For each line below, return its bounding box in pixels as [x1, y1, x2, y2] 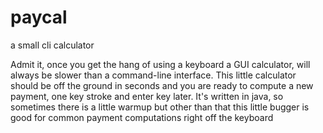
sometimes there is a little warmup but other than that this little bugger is [10, 101, 310, 113]
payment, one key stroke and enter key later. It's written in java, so [10, 90, 284, 102]
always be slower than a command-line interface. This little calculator [10, 69, 297, 81]
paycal [10, 6, 68, 29]
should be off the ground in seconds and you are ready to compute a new [10, 79, 314, 91]
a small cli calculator [10, 39, 95, 51]
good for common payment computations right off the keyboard [10, 111, 274, 123]
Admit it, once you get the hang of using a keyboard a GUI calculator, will [10, 58, 311, 70]
